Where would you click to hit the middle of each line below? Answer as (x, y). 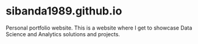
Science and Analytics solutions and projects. (63, 34)
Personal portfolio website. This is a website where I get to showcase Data (99, 28)
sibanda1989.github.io (64, 11)
